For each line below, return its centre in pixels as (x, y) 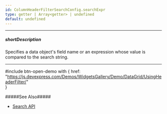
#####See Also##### (28, 97)
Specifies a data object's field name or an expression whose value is (75, 52)
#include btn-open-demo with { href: (43, 71)
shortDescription (23, 39)
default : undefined (25, 19)
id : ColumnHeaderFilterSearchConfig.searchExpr (55, 10)
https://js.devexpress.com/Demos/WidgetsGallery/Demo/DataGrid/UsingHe (84, 77)
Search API (24, 107)
